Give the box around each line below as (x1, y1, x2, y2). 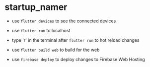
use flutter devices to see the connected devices (11, 18, 116, 24)
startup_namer (4, 1, 68, 13)
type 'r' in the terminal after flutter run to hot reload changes (11, 37, 140, 43)
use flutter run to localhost (11, 27, 71, 33)
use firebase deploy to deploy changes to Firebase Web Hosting (11, 56, 145, 62)
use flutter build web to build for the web (11, 47, 100, 53)
